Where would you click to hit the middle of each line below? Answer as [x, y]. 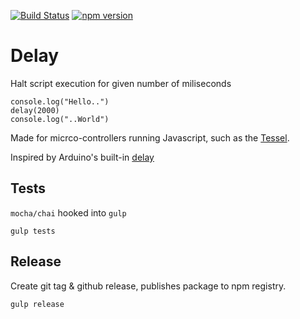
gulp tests [33, 231]
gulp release [37, 304]
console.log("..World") [60, 119]
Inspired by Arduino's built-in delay [82, 157]
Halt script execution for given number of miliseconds [121, 83]
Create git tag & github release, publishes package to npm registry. [148, 286]
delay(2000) [35, 110]
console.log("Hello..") [60, 101]
